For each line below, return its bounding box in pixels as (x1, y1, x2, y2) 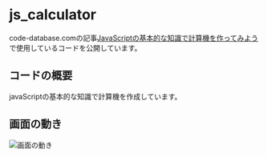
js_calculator (9, 6, 97, 24)
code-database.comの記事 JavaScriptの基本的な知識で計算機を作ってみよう (9, 33, 259, 42)
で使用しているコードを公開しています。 (9, 42, 142, 53)
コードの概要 (9, 69, 73, 83)
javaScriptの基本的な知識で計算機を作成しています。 (9, 91, 182, 101)
